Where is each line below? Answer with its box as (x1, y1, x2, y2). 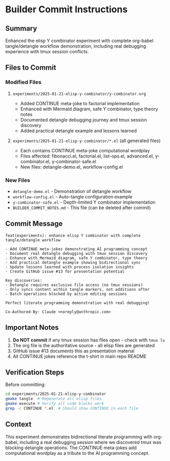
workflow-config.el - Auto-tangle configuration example (12, 193, 133, 199)
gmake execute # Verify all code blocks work (5, 401, 104, 406)
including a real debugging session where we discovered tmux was (19, 439, 162, 445)
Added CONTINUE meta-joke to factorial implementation (20, 100, 140, 106)
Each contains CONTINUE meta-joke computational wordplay (20, 147, 150, 153)
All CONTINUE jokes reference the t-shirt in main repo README (12, 353, 147, 359)
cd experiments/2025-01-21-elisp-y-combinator (5, 391, 107, 397)
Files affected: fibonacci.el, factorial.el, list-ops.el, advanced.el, (20, 153, 155, 159)
